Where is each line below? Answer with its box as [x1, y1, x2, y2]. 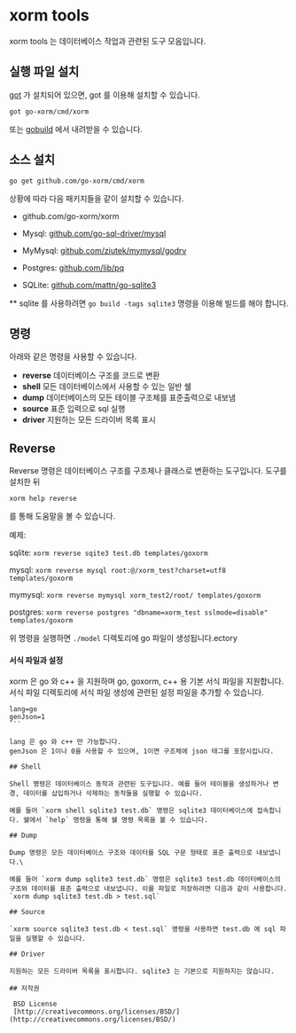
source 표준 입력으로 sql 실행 [21, 403, 126, 414]
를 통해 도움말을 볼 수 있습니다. [9, 511, 116, 521]
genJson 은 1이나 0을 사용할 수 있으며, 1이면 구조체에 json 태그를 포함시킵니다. [9, 747, 275, 756]
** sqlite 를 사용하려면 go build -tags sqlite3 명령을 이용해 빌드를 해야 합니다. [9, 298, 289, 309]
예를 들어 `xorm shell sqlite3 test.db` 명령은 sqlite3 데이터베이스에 [9, 806, 253, 816]
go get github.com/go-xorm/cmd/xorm [9, 176, 144, 185]
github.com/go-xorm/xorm [21, 210, 120, 222]
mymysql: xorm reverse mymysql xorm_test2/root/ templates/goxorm [9, 590, 261, 600]
